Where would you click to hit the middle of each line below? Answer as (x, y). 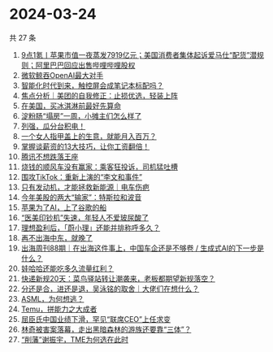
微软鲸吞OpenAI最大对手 (62, 75)
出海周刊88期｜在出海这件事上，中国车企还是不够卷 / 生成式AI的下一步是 (143, 248)
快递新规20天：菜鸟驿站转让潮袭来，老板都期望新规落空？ (118, 278)
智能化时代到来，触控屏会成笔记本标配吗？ (92, 85)
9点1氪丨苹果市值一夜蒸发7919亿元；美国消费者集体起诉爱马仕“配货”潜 (139, 54)
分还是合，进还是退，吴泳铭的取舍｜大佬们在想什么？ (110, 289)
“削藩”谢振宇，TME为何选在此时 (75, 339)
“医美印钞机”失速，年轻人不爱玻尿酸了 (85, 217)
